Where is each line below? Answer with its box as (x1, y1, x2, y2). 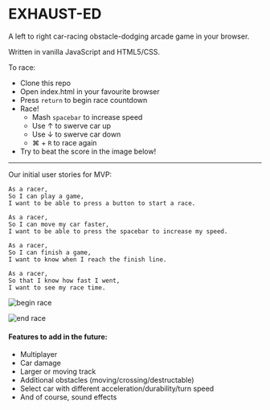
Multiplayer (19, 350, 58, 359)
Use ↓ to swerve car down (31, 129, 121, 139)
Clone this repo (19, 78, 71, 88)
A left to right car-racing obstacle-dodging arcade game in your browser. (8, 31, 250, 41)
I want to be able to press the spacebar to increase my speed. (8, 227, 228, 236)
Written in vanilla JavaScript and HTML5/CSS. (8, 47, 161, 56)
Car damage (19, 359, 62, 368)
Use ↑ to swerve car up (31, 121, 111, 130)
